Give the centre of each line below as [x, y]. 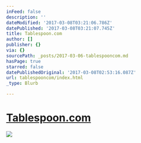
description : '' [26, 17]
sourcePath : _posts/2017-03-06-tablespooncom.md [67, 56]
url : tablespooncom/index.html [45, 78]
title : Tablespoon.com [34, 34]
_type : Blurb [22, 84]
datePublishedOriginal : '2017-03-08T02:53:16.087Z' [71, 72]
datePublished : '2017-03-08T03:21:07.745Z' [61, 28]
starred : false [25, 67]
